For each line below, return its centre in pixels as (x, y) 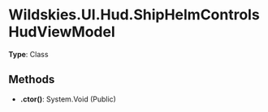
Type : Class (28, 54)
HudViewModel (62, 32)
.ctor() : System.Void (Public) (68, 99)
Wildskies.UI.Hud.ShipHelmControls (134, 15)
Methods (32, 79)
